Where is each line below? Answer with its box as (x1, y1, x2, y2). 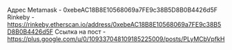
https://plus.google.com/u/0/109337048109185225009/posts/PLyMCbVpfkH (7, 35, 225, 43)
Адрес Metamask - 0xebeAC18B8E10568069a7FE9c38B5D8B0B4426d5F (7, 6, 217, 14)
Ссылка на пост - (55, 27, 106, 36)
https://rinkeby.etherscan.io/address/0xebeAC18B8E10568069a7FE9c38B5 (7, 21, 222, 28)
